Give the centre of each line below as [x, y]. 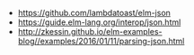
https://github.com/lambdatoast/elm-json [94, 13]
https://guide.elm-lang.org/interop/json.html [99, 22]
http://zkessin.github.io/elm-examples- [90, 31]
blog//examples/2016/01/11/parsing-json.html [101, 41]
